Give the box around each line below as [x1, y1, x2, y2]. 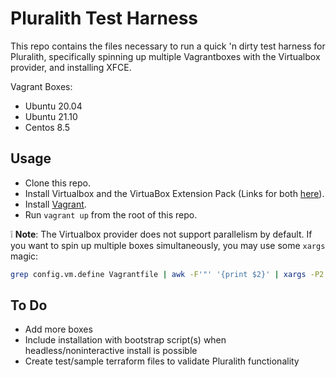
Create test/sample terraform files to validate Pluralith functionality [24, 355, 300, 367]
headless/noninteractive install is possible [24, 345, 198, 357]
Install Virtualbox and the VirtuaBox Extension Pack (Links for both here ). [24, 187, 325, 199]
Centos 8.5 [24, 121, 71, 133]
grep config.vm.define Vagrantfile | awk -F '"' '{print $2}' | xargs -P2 [10, 269, 325, 279]
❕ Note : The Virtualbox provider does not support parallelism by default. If [10, 228, 313, 240]
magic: [10, 250, 39, 262]
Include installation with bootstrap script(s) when [24, 334, 227, 346]
